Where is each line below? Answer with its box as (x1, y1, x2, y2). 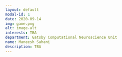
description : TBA (5, 44, 41, 49)
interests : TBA (5, 30, 37, 35)
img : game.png (5, 21, 35, 26)
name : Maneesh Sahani (5, 40, 50, 45)
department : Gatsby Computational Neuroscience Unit (5, 35, 117, 40)
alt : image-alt (5, 26, 37, 31)
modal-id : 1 (5, 12, 30, 17)
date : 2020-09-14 (5, 16, 41, 21)
